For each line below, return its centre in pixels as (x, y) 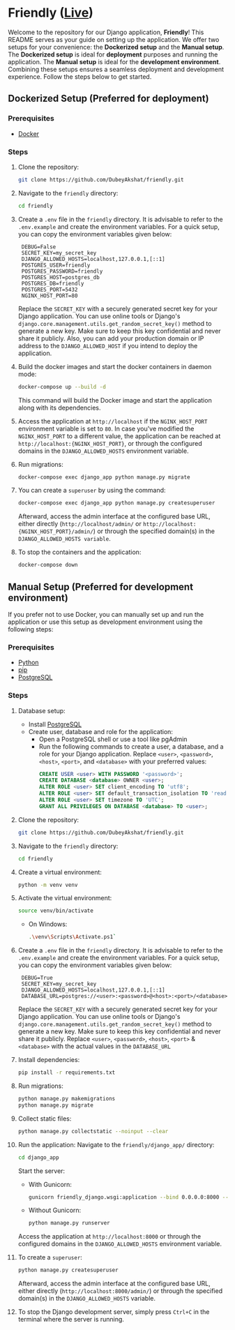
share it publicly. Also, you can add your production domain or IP (111, 338)
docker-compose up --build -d (62, 387)
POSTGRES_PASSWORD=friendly (62, 271)
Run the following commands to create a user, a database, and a (131, 746)
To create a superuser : (50, 1257)
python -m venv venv (48, 885)
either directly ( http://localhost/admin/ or (79, 524)
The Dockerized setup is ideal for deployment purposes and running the (113, 54)
